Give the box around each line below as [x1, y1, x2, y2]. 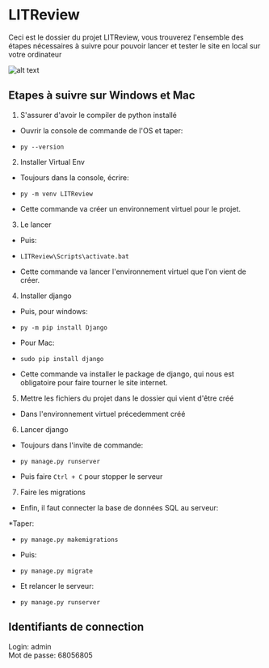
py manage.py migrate [19, 567, 93, 575]
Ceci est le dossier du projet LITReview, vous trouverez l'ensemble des [8, 32, 244, 42]
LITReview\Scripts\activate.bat [19, 252, 129, 260]
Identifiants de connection [8, 620, 145, 634]
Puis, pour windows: [19, 306, 88, 316]
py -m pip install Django [19, 323, 107, 332]
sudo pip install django [19, 355, 104, 363]
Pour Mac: [19, 338, 55, 347]
